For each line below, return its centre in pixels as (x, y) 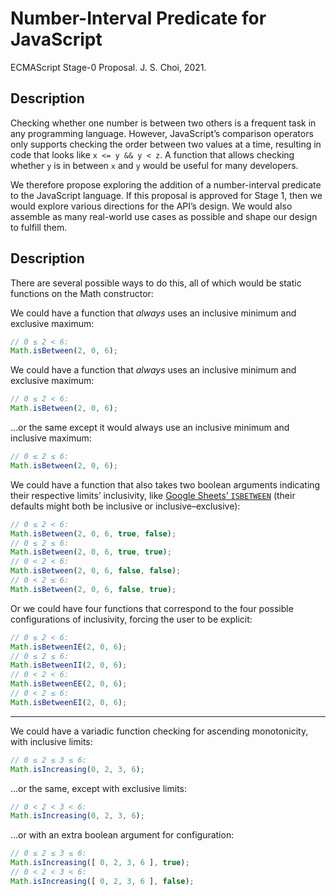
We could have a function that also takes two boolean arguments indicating (165, 484)
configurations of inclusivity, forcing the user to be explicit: (131, 619)
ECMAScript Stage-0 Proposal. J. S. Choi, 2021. (108, 67)
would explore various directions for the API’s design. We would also (151, 206)
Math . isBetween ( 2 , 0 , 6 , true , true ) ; (91, 552)
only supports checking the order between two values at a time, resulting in (166, 144)
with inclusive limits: (51, 741)
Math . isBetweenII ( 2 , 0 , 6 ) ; (69, 665)
